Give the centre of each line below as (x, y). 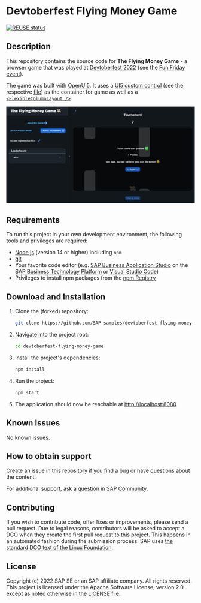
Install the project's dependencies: (57, 358)
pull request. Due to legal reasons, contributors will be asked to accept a (95, 529)
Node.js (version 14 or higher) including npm (68, 253)
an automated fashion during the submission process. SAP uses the (90, 541)
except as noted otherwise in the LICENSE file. (63, 594)
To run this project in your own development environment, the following (94, 235)
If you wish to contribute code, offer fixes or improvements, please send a (97, 522)
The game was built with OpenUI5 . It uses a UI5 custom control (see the (95, 85)
